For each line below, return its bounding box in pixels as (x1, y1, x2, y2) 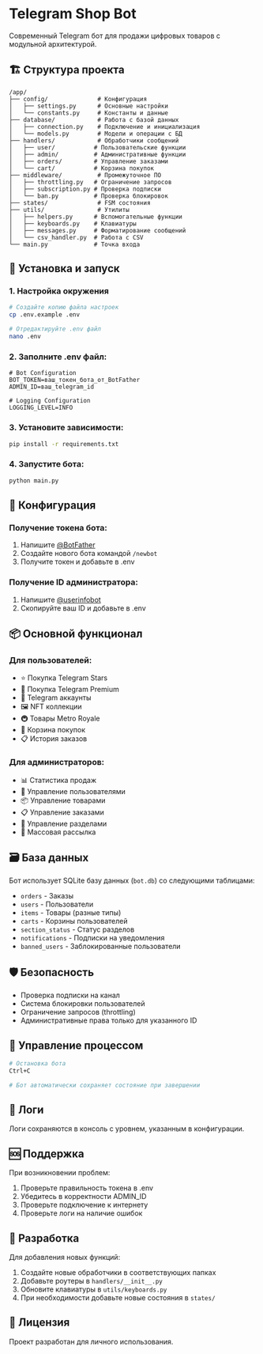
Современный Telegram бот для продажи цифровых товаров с (9, 31, 220, 40)
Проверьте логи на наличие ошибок (20, 1208, 143, 1218)
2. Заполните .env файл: (9, 351, 107, 362)
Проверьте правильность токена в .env (20, 1183, 153, 1193)
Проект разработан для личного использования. (9, 1337, 174, 1346)
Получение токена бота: (9, 522, 107, 533)
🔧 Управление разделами (20, 819, 107, 828)
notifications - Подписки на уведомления (20, 933, 165, 943)
